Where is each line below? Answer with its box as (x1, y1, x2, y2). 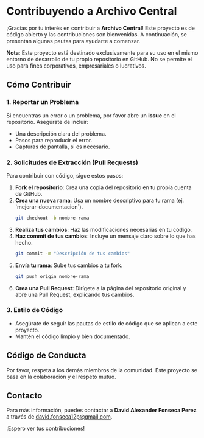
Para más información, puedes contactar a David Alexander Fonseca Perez (6, 406, 197, 414)
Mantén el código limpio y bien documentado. (15, 333, 131, 340)
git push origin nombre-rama (15, 273, 90, 279)
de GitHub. (15, 190, 43, 197)
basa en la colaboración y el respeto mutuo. (6, 373, 117, 380)
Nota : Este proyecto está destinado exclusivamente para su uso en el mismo (6, 49, 199, 56)
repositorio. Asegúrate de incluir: (6, 118, 89, 125)
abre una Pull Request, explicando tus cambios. (15, 291, 135, 298)
